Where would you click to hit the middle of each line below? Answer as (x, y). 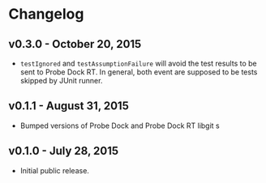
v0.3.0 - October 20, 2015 (75, 44)
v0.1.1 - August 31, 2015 (69, 106)
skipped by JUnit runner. (61, 81)
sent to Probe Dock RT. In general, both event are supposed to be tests (139, 72)
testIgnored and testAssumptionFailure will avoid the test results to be (138, 63)
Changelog (46, 14)
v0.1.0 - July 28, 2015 (64, 151)
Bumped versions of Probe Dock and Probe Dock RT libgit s (120, 126)
